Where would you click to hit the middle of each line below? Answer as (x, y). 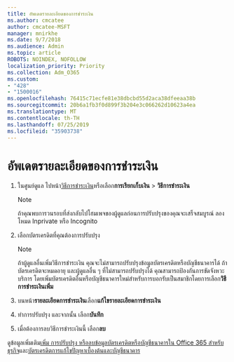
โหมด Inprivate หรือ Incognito (57, 221)
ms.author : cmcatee (36, 20)
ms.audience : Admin (36, 46)
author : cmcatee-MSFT (39, 27)
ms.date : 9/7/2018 (34, 40)
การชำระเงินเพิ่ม (35, 287)
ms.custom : (23, 79)
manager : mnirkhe (33, 33)
